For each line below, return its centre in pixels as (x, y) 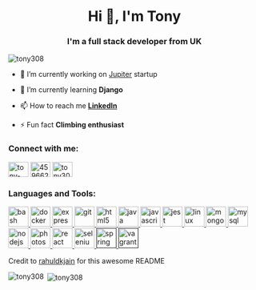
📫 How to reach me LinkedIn (68, 106)
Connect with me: (44, 149)
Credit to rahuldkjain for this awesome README (87, 261)
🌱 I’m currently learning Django (72, 90)
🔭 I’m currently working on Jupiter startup (88, 75)
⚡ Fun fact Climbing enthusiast (72, 125)
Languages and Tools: (52, 193)
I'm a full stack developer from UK (134, 42)
